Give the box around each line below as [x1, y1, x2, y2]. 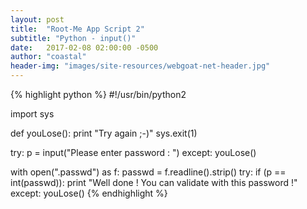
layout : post [10, 14, 65, 25]
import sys [10, 108, 55, 120]
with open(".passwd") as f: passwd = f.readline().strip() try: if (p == [10, 166, 287, 178]
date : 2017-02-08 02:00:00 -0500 [10, 42, 159, 53]
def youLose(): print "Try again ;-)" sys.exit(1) [10, 127, 198, 139]
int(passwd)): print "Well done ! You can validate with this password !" [10, 177, 298, 188]
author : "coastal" [10, 52, 87, 62]
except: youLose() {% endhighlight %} [10, 187, 168, 199]
